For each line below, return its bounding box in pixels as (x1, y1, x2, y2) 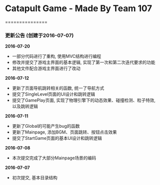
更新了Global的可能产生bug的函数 (12, 123, 80, 129)
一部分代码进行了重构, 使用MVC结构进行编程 (12, 53, 101, 59)
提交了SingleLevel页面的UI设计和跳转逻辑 (12, 91, 95, 97)
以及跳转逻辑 (12, 103, 38, 109)
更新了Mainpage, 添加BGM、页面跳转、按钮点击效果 (12, 129, 117, 135)
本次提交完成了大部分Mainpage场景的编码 (12, 155, 96, 161)
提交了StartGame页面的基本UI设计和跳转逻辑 (12, 135, 102, 141)
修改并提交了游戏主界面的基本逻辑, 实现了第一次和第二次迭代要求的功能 (12, 59, 156, 66)
